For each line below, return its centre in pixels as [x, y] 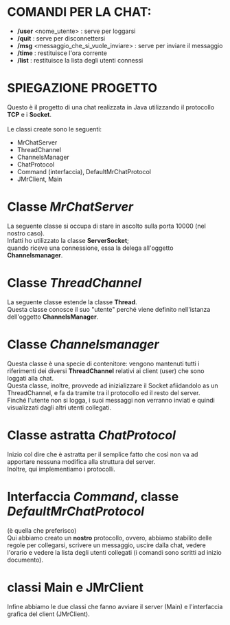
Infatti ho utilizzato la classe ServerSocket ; [68, 240]
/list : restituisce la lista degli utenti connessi [80, 60]
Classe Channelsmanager [83, 344]
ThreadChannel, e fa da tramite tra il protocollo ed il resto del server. [104, 392]
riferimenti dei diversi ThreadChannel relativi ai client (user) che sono [106, 371]
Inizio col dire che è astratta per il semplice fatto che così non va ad [103, 454]
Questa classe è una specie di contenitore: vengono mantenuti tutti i [103, 363]
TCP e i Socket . [30, 114]
